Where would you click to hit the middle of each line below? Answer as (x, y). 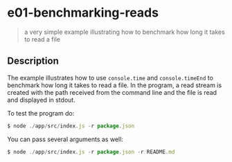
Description (33, 61)
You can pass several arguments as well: (65, 139)
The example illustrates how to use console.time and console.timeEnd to (110, 78)
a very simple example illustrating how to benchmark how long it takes (124, 32)
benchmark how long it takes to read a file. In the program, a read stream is (115, 85)
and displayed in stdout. (42, 100)
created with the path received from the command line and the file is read (112, 92)
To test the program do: (41, 113)
